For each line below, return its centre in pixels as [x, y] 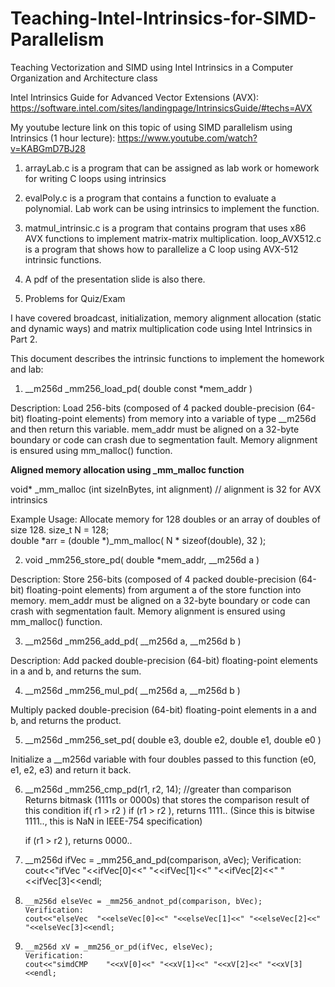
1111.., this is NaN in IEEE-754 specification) [113, 821]
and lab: [27, 369]
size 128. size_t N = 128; [60, 529]
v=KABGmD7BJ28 [48, 148]
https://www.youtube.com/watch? [187, 138]
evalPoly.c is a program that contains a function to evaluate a [150, 198]
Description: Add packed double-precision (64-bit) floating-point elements [164, 660]
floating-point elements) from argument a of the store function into [164, 589]
